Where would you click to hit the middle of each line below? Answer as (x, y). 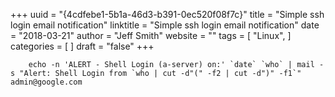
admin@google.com (46, 82)
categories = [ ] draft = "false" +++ (82, 46)
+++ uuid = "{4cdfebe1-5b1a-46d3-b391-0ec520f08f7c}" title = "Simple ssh (167, 14)
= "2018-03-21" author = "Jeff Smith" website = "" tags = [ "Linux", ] (151, 35)
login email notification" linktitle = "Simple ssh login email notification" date (165, 25)
